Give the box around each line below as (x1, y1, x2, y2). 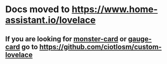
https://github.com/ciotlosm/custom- (39, 42, 162, 51)
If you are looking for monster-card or (5, 35, 127, 43)
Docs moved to (5, 4, 70, 15)
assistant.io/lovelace (5, 14, 96, 26)
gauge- (127, 35, 152, 43)
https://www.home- (72, 4, 158, 15)
